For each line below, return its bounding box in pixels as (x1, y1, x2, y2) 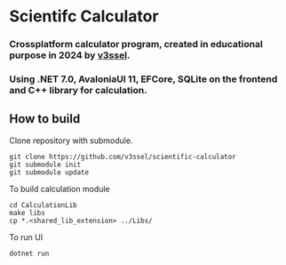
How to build (9, 111, 81, 126)
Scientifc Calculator (9, 6, 159, 27)
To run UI (9, 231, 44, 242)
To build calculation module (9, 183, 110, 194)
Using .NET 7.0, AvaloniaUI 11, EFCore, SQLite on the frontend (9, 73, 278, 85)
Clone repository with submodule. (9, 135, 133, 146)
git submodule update (9, 167, 90, 177)
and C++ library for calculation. (9, 84, 148, 97)
